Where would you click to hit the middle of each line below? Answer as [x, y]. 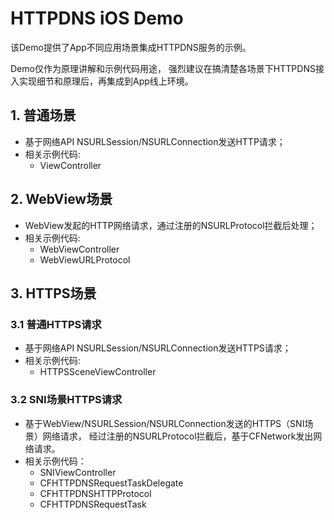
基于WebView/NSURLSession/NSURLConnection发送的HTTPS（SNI [164, 423]
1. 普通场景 [43, 115]
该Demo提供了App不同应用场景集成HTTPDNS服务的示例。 [131, 47]
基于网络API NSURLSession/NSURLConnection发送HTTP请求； [155, 141]
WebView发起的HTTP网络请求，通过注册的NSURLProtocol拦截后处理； [171, 225]
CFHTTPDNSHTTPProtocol [95, 493]
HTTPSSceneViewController [98, 372]
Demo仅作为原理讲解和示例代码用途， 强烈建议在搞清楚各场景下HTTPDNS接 [167, 68]
